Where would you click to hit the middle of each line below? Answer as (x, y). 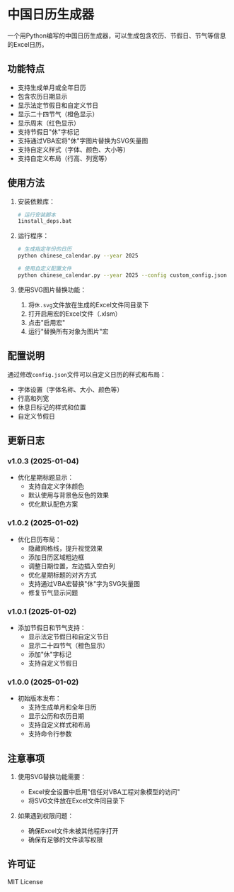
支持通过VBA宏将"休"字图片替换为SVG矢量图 (83, 141)
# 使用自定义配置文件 (45, 269)
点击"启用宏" (47, 322)
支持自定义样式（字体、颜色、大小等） (73, 149)
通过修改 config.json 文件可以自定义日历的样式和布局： (87, 374)
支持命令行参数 (50, 734)
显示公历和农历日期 (56, 716)
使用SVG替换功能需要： (52, 777)
